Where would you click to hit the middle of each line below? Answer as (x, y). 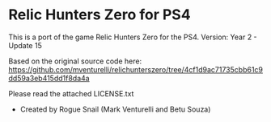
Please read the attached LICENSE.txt (71, 93)
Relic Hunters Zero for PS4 (100, 15)
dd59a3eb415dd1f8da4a (49, 78)
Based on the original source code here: (75, 61)
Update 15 (25, 45)
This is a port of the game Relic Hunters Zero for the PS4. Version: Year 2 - (133, 37)
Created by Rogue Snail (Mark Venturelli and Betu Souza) (115, 109)
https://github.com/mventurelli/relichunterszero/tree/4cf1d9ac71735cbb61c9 (136, 69)
